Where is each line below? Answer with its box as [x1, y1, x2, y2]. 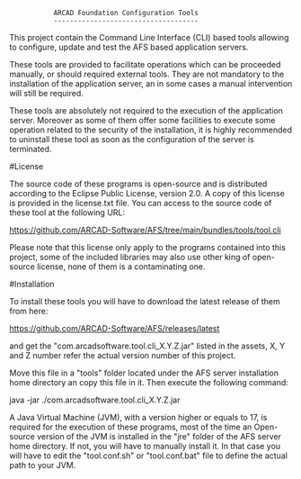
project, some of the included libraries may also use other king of [9, 252, 251, 262]
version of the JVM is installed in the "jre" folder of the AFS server [37, 431, 281, 441]
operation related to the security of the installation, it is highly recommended [9, 124, 292, 135]
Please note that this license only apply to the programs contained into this [9, 242, 286, 252]
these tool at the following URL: [9, 207, 126, 218]
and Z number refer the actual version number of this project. [9, 350, 236, 360]
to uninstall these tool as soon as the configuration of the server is [9, 134, 254, 144]
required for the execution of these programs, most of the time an [9, 421, 252, 432]
